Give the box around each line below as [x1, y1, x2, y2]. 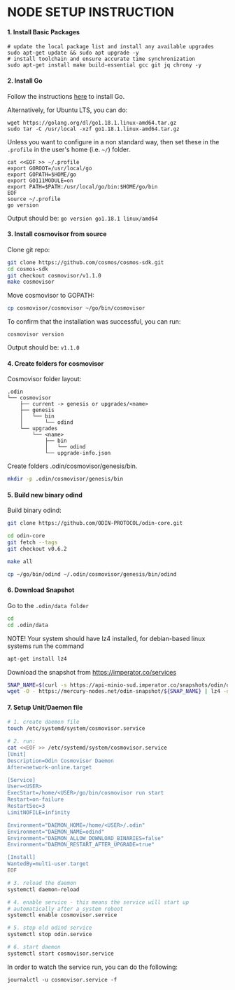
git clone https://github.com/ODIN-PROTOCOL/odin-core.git [7, 520, 183, 527]
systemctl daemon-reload [7, 886, 80, 893]
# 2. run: [7, 738, 36, 745]
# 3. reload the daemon [7, 879, 77, 886]
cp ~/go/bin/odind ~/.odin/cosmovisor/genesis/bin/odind [7, 570, 177, 578]
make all [7, 558, 33, 565]
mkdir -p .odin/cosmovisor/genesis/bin [7, 476, 124, 483]
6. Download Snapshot [7, 586, 75, 594]
